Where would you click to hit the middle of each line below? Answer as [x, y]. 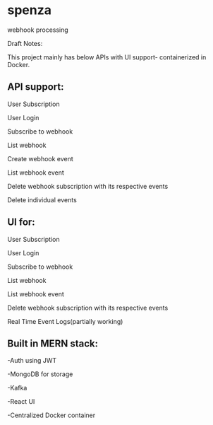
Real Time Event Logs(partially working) [65, 321]
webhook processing [38, 30]
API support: [36, 87]
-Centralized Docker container [51, 415]
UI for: [21, 222]
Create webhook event [41, 158]
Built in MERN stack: [53, 343]
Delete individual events [42, 199]
